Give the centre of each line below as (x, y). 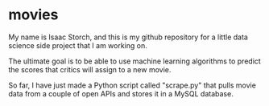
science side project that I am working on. (78, 45)
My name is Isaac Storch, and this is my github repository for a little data (128, 37)
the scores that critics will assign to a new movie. (90, 69)
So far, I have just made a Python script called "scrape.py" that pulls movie (132, 85)
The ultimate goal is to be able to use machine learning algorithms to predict (135, 61)
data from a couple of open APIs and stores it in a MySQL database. (121, 93)
